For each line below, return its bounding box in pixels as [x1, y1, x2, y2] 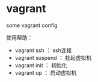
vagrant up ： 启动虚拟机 [14, 69, 77, 76]
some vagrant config [6, 22, 58, 29]
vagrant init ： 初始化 [14, 62, 67, 69]
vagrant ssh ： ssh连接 [14, 47, 72, 54]
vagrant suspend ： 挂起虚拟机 [14, 54, 92, 61]
